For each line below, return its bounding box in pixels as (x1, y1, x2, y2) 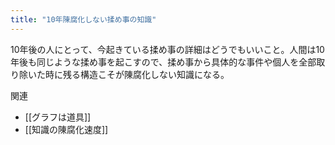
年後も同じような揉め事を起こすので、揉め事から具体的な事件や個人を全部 (10, 56, 317, 68)
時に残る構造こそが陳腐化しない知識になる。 (44, 68, 230, 80)
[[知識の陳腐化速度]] (24, 123, 109, 135)
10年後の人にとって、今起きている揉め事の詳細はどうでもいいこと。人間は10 (10, 43, 325, 55)
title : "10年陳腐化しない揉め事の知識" (10, 14, 157, 25)
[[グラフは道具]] (24, 111, 92, 123)
